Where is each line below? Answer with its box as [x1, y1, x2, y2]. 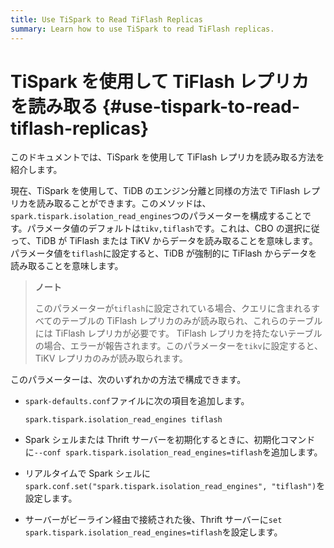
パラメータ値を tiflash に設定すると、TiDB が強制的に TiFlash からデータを [10, 247, 318, 260]
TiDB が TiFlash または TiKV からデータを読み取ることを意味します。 [35, 235, 318, 247]
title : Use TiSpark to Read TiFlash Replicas [10, 14, 203, 25]
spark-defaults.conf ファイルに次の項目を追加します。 [24, 395, 250, 407]
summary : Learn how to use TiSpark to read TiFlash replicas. [10, 24, 275, 34]
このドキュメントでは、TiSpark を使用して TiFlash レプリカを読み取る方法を [10, 151, 325, 163]
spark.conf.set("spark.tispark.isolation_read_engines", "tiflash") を [24, 480, 326, 492]
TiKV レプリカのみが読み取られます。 [34, 352, 188, 365]
